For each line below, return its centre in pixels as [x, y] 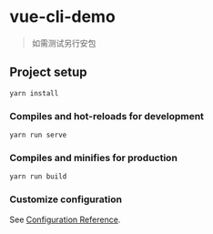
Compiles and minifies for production [93, 158]
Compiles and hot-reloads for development [107, 116]
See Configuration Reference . [65, 219]
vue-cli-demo [62, 17]
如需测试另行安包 [64, 43]
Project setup [49, 72]
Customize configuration [66, 199]
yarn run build [38, 177]
